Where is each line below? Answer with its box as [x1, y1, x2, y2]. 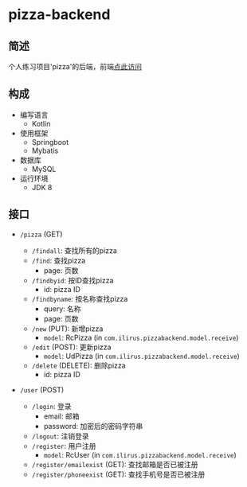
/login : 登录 [31, 401, 72, 411]
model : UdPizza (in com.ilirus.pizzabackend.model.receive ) [43, 351, 241, 360]
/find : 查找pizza [31, 255, 86, 265]
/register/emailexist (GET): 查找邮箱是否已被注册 [31, 459, 198, 469]
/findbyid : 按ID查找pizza [31, 275, 114, 285]
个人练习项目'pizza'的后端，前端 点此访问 [8, 62, 142, 71]
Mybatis [31, 146, 59, 155]
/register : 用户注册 [31, 441, 97, 450]
